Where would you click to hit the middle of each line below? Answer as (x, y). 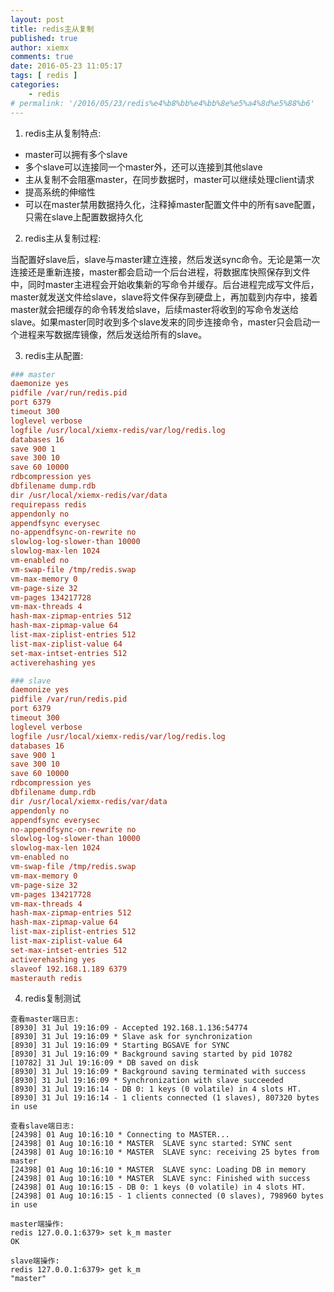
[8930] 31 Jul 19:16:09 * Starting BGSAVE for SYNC (120, 1046)
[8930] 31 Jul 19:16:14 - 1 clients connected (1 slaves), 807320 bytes (165, 1098)
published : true (44, 38)
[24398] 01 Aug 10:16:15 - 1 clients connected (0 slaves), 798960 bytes (167, 1196)
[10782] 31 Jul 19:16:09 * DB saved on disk (104, 1063)
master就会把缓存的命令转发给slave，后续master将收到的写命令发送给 (154, 309)
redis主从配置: (54, 355)
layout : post (37, 19)
